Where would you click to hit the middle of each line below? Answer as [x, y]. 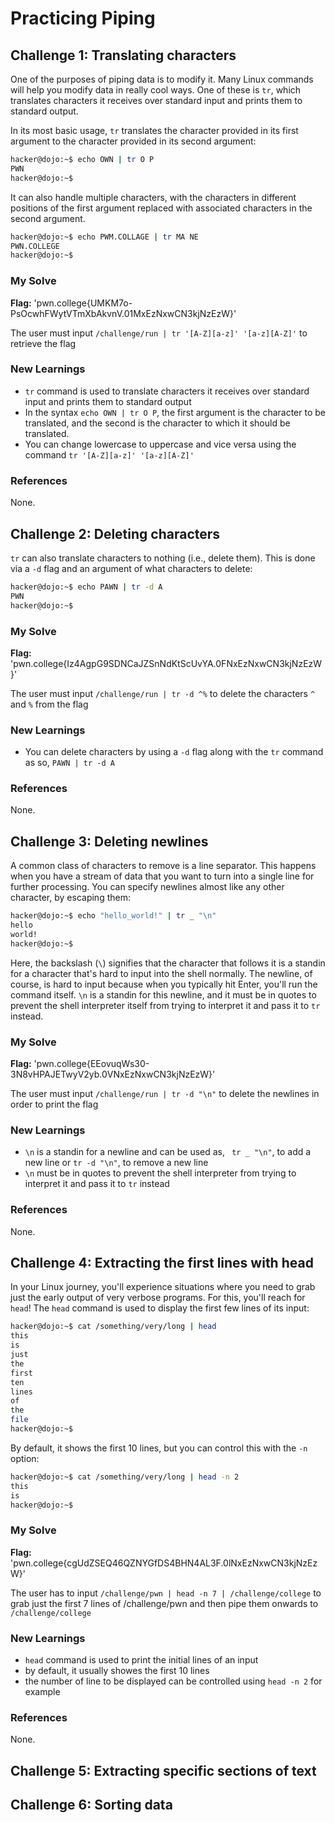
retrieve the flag [43, 343]
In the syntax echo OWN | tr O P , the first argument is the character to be [175, 412]
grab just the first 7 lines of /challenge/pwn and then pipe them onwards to [164, 1603]
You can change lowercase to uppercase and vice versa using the [160, 444]
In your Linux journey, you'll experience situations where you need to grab [163, 1287]
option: [25, 1458]
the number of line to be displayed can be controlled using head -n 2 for [173, 1681]
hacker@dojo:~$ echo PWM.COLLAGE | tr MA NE [104, 237]
